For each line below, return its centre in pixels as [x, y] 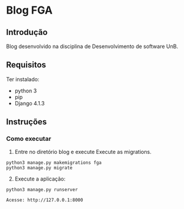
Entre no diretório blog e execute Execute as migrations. [83, 152]
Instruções [27, 122]
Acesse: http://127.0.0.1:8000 [45, 200]
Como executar [29, 139]
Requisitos [26, 65]
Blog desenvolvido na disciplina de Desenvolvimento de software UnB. [92, 46]
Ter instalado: [23, 79]
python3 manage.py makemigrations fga [54, 163]
